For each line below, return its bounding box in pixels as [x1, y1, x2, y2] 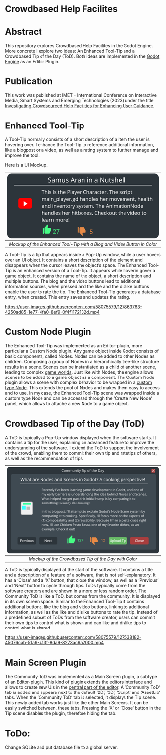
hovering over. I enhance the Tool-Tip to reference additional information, [5, 142, 154, 147]
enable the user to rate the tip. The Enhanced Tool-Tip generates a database [5, 289, 161, 295]
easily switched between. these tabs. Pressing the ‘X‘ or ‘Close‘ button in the [5, 705, 161, 711]
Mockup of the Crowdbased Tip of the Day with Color [29, 556, 137, 562]
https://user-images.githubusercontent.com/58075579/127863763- [5, 304, 142, 310]
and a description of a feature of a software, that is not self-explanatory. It [5, 572, 156, 578]
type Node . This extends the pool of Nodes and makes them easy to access [5, 385, 160, 391]
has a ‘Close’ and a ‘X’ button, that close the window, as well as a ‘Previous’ [5, 577, 159, 583]
